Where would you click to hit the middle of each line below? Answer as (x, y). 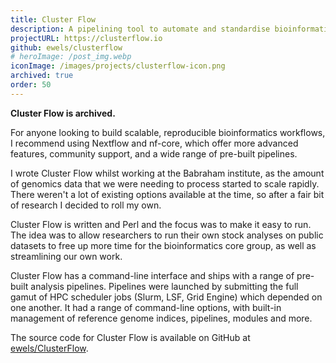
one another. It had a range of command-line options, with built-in (146, 307)
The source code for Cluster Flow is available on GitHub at (130, 337)
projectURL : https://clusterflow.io (86, 38)
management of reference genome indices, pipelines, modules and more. (161, 318)
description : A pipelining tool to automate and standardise (140, 29)
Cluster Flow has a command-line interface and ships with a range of (152, 275)
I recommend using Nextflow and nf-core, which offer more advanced (154, 143)
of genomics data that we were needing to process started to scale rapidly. (165, 183)
